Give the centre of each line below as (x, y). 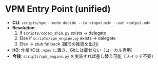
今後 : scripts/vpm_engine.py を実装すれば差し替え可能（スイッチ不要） (84, 56)
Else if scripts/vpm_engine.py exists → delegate (68, 38)
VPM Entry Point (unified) (58, 9)
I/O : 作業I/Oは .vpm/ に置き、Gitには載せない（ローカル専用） (74, 50)
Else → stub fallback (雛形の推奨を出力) (59, 44)
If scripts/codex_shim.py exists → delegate (63, 33)
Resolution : (24, 27)
